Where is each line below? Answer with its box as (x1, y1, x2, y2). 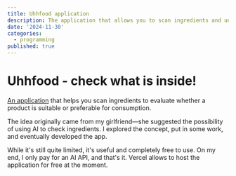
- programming (13, 36, 55, 43)
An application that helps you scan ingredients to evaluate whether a (7, 96, 206, 104)
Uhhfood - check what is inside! (7, 73, 197, 89)
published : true (7, 43, 55, 50)
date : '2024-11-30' (7, 23, 65, 30)
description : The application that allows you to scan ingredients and (7, 17, 221, 24)
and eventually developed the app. (7, 132, 107, 140)
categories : (7, 29, 42, 37)
